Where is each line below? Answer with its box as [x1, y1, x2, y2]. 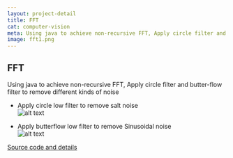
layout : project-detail [7, 10, 77, 17]
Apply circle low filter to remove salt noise [17, 101, 138, 109]
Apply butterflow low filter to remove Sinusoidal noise [17, 122, 172, 130]
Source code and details [7, 143, 77, 151]
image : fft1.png [7, 36, 54, 43]
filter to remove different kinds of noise [7, 88, 119, 96]
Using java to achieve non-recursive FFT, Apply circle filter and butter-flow [7, 80, 223, 88]
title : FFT [7, 17, 39, 24]
